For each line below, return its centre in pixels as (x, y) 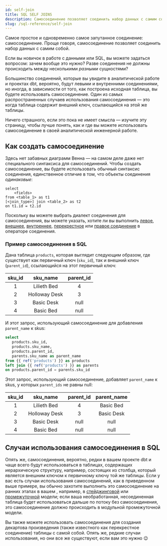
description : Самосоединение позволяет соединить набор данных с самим (81, 19)
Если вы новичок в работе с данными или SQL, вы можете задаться (78, 58)
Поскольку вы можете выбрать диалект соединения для (65, 216)
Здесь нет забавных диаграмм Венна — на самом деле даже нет (75, 158)
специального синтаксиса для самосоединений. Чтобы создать (73, 164)
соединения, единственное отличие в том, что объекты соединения (78, 174)
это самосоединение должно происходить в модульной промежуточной (83, 508)
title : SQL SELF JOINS (29, 14)
